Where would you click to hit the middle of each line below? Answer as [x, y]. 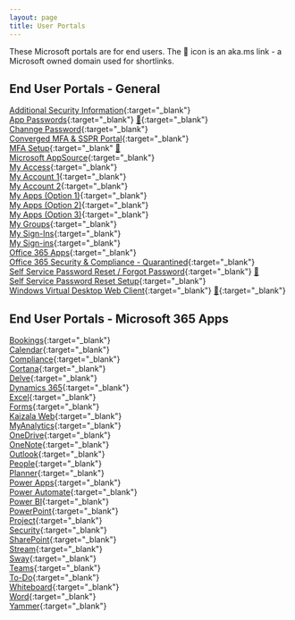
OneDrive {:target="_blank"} [60, 435]
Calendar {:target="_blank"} [59, 350]
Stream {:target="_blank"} [56, 549]
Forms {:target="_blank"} [55, 406]
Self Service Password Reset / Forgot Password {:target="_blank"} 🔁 [134, 272]
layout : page [34, 17]
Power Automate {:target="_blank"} [73, 492]
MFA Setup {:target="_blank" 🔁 [65, 148]
